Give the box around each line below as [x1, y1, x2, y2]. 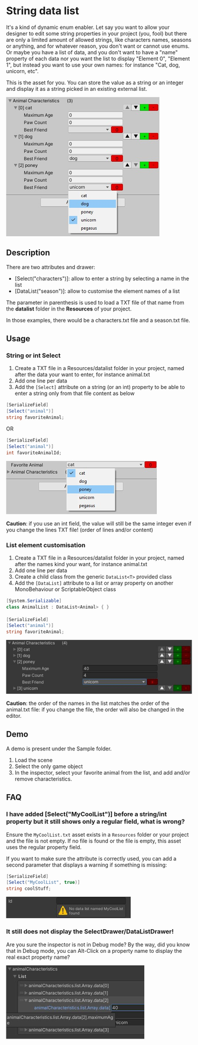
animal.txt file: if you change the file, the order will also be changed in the [6, 706, 184, 713]
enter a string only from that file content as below [14, 390, 135, 397]
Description [6, 248, 50, 258]
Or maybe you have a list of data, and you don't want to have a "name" [6, 48, 178, 55]
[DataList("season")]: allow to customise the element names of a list [14, 288, 180, 295]
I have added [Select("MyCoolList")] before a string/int [6, 810, 167, 818]
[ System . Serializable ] [6, 597, 62, 603]
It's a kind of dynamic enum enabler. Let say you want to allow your [6, 24, 170, 31]
